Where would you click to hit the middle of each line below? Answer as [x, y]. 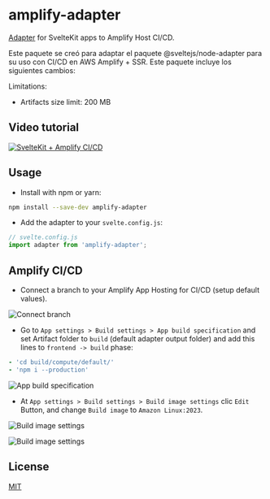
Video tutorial [44, 128]
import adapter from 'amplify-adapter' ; [78, 245]
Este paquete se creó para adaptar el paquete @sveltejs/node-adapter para [135, 53]
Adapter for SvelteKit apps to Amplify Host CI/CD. [91, 37]
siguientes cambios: [42, 70]
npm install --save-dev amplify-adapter [78, 207]
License [29, 467]
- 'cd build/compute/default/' [61, 362]
